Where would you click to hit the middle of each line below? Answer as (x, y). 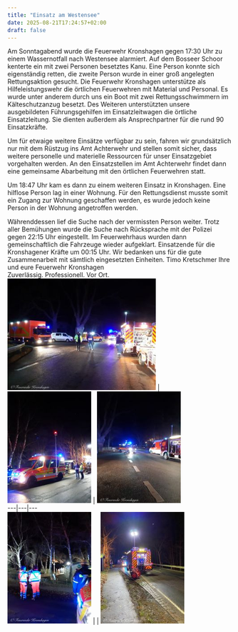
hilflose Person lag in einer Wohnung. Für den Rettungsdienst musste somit (118, 193)
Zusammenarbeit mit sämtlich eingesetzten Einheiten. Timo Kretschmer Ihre (119, 260)
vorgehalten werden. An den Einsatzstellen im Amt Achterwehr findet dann (117, 164)
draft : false (27, 30)
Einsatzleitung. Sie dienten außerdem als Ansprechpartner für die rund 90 (116, 120)
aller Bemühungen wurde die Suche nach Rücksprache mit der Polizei (110, 229)
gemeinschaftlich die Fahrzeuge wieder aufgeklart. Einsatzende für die (111, 245)
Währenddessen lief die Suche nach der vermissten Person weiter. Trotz (113, 222)
